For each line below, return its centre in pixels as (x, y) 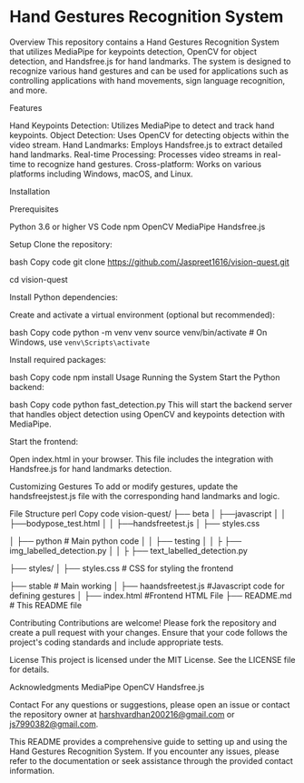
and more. (29, 90)
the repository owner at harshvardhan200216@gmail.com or (122, 714)
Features (26, 107)
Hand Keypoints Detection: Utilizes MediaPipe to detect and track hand (142, 125)
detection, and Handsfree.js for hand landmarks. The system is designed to (150, 61)
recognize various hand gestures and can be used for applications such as (149, 71)
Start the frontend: (44, 441)
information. (32, 770)
